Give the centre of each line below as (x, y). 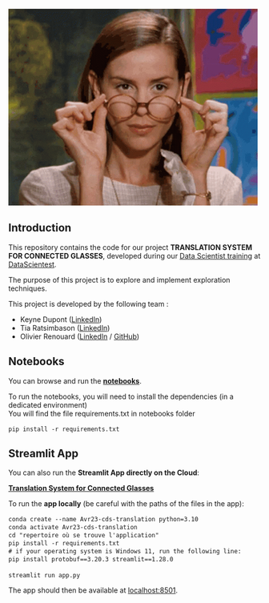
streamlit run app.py (44, 576)
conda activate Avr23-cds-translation (73, 528)
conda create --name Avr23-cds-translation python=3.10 (103, 520)
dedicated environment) (48, 404)
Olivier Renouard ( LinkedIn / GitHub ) (80, 336)
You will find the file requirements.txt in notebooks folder (102, 413)
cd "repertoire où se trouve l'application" (84, 536)
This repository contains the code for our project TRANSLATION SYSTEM (130, 247)
